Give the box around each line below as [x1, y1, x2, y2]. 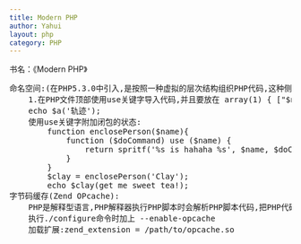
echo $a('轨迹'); [28, 106, 101, 117]
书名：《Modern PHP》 [9, 64, 88, 74]
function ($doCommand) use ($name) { [65, 135, 232, 146]
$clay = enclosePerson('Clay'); [47, 171, 190, 182]
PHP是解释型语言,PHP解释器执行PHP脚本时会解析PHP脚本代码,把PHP [28, 203, 282, 213]
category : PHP [9, 38, 63, 48]
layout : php [9, 30, 54, 39]
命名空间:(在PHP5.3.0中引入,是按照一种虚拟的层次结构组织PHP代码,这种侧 [9, 83, 293, 94]
